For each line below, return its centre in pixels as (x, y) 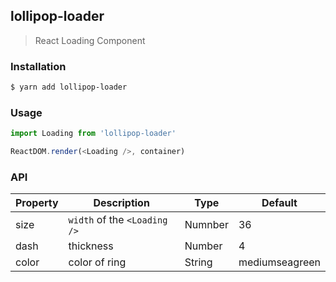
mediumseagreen (279, 262)
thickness (91, 246)
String (198, 262)
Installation (38, 66)
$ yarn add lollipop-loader (69, 87)
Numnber (206, 225)
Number (203, 246)
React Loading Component (90, 40)
